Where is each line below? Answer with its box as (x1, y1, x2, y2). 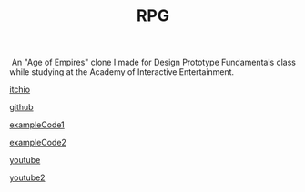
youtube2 (9, 172, 46, 183)
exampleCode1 (9, 119, 66, 130)
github (9, 102, 34, 113)
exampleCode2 (9, 137, 66, 148)
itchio (9, 84, 30, 96)
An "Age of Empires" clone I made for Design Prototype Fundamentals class (11, 56, 296, 68)
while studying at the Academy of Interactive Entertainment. (9, 66, 235, 77)
